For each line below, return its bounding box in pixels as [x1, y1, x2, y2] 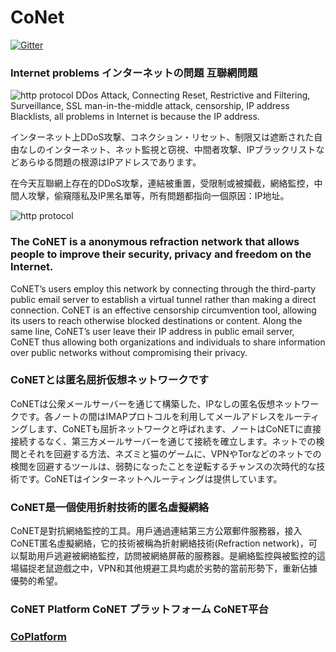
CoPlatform [10, 629, 68, 643]
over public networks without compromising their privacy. [10, 346, 248, 358]
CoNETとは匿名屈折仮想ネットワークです [10, 373, 210, 387]
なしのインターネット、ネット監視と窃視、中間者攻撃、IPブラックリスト [18, 144, 317, 156]
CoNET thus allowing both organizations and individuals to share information [10, 336, 326, 348]
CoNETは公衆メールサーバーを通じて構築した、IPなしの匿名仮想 [10, 397, 276, 410]
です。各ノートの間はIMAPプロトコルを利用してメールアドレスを [18, 410, 286, 422]
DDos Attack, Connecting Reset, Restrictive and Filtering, [75, 89, 311, 101]
